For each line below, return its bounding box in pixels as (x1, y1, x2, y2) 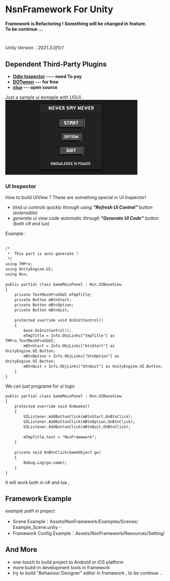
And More (5, 545, 37, 554)
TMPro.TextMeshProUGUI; (5, 338, 56, 343)
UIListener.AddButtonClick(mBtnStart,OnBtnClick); (23, 414, 133, 419)
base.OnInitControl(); (23, 328, 72, 333)
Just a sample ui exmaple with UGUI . (5, 94, 84, 100)
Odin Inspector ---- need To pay (12, 73, 82, 79)
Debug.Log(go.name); (23, 460, 67, 465)
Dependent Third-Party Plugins (5, 60, 107, 69)
